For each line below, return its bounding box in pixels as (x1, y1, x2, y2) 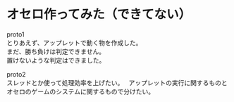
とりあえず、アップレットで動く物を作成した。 (6, 38, 142, 46)
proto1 (6, 30, 25, 39)
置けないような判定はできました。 (6, 56, 106, 64)
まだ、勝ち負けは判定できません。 (6, 47, 106, 56)
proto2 (6, 70, 26, 78)
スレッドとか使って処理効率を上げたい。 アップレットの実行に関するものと (6, 78, 228, 87)
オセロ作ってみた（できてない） (6, 6, 192, 23)
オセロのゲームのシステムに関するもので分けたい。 (6, 87, 155, 96)
